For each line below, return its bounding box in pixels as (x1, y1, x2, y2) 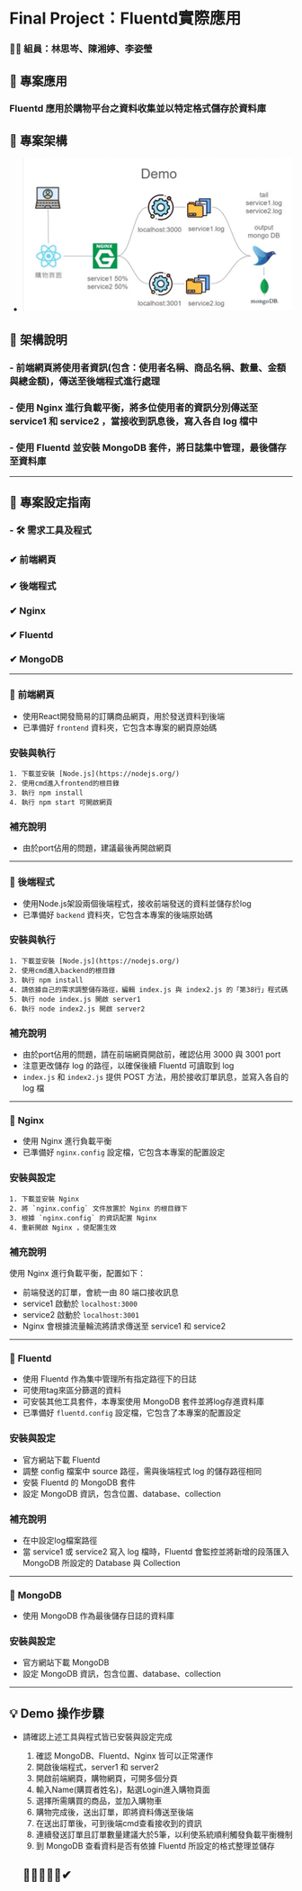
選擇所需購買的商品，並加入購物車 (35, 1796, 163, 1806)
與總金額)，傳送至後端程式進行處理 (9, 374, 160, 387)
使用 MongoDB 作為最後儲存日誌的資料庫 (22, 1610, 175, 1621)
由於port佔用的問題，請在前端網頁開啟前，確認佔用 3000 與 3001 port (22, 1049, 281, 1060)
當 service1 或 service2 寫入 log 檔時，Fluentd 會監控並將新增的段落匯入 (22, 1545, 289, 1557)
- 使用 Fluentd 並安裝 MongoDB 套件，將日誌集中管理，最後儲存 (9, 441, 287, 454)
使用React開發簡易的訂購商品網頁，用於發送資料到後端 (22, 710, 226, 721)
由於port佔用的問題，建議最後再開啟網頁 (22, 842, 173, 853)
